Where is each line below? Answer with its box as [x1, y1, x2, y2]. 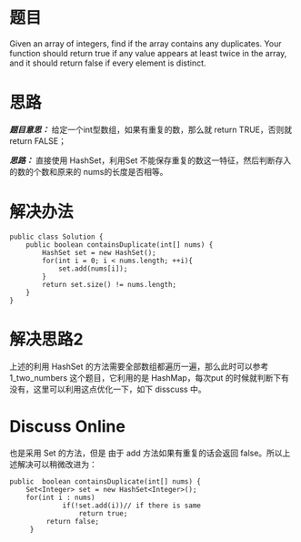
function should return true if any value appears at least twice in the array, [9, 47, 287, 58]
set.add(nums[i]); [57, 264, 128, 273]
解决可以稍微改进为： [16, 458, 97, 469]
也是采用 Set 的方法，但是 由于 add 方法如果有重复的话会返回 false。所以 [9, 447, 284, 458]
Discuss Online [9, 415, 125, 436]
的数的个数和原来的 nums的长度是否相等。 [9, 166, 168, 177]
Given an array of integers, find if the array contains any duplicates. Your [9, 37, 282, 49]
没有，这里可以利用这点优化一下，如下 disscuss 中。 [9, 383, 206, 394]
